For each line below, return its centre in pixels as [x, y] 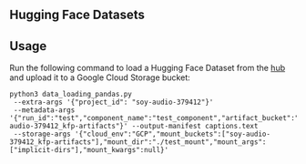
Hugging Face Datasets [77, 15]
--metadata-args [44, 110]
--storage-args [42, 134]
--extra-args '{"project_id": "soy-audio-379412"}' [113, 102]
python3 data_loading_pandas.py [71, 95]
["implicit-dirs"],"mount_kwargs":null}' [89, 150]
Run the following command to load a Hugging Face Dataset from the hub [147, 68]
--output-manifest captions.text [195, 127]
